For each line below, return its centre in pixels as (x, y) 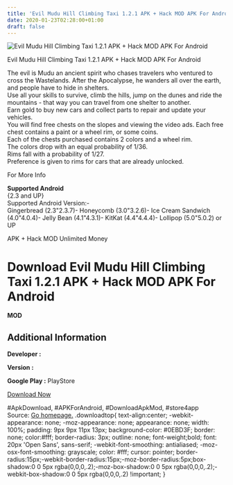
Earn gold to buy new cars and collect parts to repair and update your (106, 110)
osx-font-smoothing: (37, 452)
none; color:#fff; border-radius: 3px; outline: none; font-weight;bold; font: (112, 437)
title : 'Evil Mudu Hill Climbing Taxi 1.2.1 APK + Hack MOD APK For (108, 14)
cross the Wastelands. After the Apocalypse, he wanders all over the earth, (114, 80)
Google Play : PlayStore (41, 381)
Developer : (24, 354)
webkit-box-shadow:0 (39, 474)
